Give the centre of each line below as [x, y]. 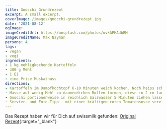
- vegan [13, 51]
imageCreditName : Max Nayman [35, 38]
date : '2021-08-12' [25, 24]
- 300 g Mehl [19, 70]
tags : [11, 47]
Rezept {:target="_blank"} [31, 122]
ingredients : [19, 61]
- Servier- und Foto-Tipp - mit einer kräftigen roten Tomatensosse [78, 102]
